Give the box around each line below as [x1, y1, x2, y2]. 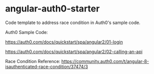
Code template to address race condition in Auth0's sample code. [5, 19, 141, 25]
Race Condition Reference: [5, 58, 60, 64]
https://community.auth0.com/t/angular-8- [61, 58, 149, 64]
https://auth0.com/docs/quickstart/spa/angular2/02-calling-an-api [5, 48, 142, 54]
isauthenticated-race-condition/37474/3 [5, 63, 88, 69]
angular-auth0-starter [5, 3, 100, 14]
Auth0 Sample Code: [5, 29, 48, 35]
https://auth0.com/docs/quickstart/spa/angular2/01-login [5, 38, 123, 45]
